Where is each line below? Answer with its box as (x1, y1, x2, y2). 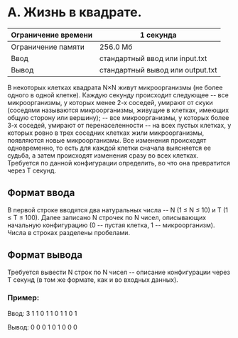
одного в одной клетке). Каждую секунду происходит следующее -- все (7, 90, 229, 99)
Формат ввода (7, 187, 75, 199)
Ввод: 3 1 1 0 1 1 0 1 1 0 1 (7, 309, 77, 317)
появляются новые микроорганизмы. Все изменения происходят (7, 136, 207, 144)
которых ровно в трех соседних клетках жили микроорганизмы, (7, 129, 205, 137)
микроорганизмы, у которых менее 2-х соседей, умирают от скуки (7, 98, 213, 107)
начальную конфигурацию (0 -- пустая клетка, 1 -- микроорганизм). (7, 221, 215, 229)
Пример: (7, 293, 40, 302)
